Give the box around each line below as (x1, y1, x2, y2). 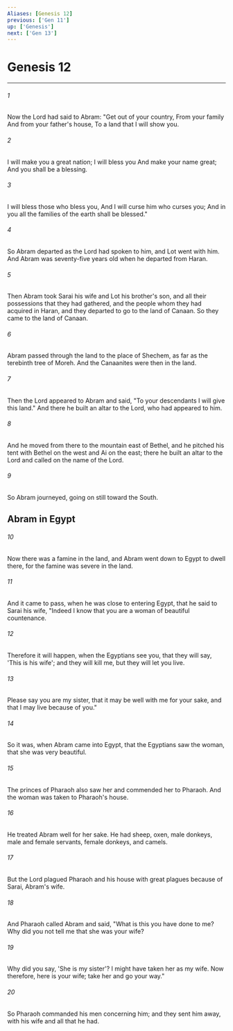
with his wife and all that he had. (7, 1016, 99, 1025)
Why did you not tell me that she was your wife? (7, 928, 144, 936)
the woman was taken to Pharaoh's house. (7, 793, 129, 801)
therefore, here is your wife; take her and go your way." (7, 972, 165, 980)
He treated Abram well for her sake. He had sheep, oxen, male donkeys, (7, 830, 213, 839)
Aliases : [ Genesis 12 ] (7, 10, 73, 17)
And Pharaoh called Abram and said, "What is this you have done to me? (7, 920, 214, 928)
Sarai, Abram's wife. (7, 882, 65, 891)
